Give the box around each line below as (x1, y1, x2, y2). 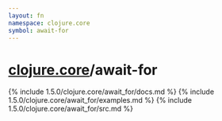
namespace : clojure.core (8, 19, 90, 27)
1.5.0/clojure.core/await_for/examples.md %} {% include (8, 96, 193, 105)
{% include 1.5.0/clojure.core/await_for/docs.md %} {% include (8, 87, 215, 96)
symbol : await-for (8, 26, 69, 34)
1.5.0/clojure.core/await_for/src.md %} (8, 104, 133, 114)
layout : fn (8, 11, 44, 20)
